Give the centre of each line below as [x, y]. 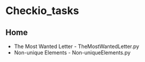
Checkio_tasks [42, 11]
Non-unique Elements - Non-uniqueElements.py [72, 53]
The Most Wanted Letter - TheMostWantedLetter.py [76, 46]
